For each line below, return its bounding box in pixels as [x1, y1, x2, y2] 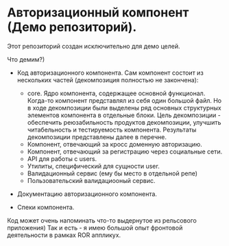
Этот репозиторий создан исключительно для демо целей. [7, 42, 180, 50]
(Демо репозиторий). [7, 19, 137, 35]
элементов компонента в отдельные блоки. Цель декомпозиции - [27, 111, 221, 119]
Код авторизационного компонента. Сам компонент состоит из [16, 69, 204, 77]
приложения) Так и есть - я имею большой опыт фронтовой [7, 223, 183, 232]
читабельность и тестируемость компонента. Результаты [27, 125, 197, 134]
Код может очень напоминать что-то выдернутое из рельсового [7, 216, 197, 224]
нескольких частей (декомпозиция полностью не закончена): [16, 75, 199, 84]
